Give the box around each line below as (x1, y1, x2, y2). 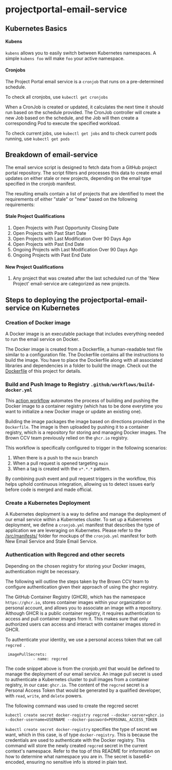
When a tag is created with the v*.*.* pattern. (12, 466, 111, 472)
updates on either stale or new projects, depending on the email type (5, 175, 151, 181)
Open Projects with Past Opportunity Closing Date (12, 225, 119, 231)
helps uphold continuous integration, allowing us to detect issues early (5, 481, 155, 487)
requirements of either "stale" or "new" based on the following (5, 196, 138, 202)
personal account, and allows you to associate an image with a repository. (5, 604, 162, 611)
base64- (133, 753, 151, 759)
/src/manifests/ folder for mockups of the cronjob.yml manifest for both (5, 533, 157, 539)
